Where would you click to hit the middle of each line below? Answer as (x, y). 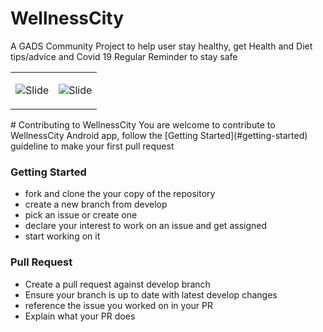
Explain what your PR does (80, 316)
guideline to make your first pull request (92, 146)
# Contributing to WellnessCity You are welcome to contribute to (143, 124)
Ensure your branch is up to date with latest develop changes (151, 294)
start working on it (62, 236)
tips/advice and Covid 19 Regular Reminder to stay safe (124, 56)
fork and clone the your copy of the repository (120, 194)
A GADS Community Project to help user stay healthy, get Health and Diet (161, 46)
